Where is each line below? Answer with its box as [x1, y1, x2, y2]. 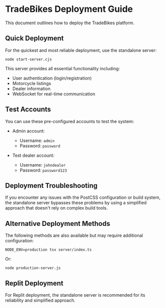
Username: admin [19, 137, 55, 143]
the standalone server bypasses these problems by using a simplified [5, 200, 147, 206]
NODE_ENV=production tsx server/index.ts [5, 247, 92, 253]
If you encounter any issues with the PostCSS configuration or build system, [5, 194, 161, 201]
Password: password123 [19, 167, 67, 173]
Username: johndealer [19, 162, 66, 168]
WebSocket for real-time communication [12, 90, 96, 97]
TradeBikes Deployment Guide [5, 3, 133, 15]
